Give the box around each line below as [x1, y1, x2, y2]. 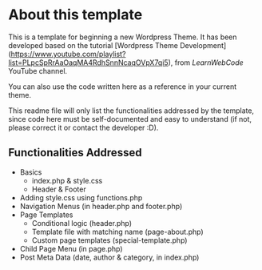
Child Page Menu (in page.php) [19, 244, 123, 253]
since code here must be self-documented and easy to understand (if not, [8, 114, 252, 123]
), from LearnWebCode [168, 58, 244, 67]
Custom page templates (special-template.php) [31, 235, 188, 245]
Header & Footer [31, 184, 86, 194]
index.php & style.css [31, 175, 103, 185]
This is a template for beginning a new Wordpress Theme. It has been [8, 32, 237, 42]
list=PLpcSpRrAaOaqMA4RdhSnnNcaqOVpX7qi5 [8, 58, 169, 67]
